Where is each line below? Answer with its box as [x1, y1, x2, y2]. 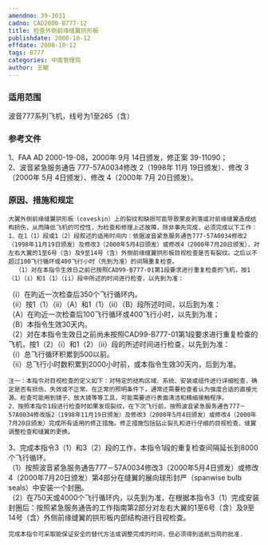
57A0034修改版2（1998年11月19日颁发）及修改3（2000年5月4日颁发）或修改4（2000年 [8, 411, 257, 419]
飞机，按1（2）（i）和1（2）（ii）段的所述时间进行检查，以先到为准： [8, 339, 231, 348]
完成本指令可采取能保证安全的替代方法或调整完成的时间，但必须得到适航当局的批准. [8, 530, 243, 538]
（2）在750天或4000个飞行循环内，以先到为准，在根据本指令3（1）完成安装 [8, 492, 260, 502]
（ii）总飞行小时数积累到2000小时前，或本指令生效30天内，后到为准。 [8, 359, 241, 368]
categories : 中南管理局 [8, 57, 81, 65]
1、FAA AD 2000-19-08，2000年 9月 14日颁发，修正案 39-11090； [8, 153, 228, 162]
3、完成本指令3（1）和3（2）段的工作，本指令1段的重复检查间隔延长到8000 [8, 443, 259, 452]
